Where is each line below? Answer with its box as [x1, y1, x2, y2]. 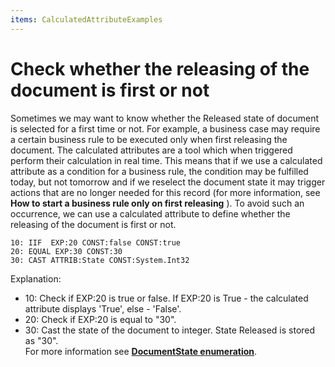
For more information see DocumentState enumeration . [24, 345, 258, 357]
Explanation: [10, 272, 62, 285]
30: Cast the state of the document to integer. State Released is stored [24, 324, 316, 336]
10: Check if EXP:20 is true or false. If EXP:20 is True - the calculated [24, 292, 309, 304]
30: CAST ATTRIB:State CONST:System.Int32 [10, 255, 190, 265]
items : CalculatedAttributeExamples [10, 14, 163, 25]
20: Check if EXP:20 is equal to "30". [24, 313, 177, 325]
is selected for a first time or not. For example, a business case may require [10, 122, 321, 135]
